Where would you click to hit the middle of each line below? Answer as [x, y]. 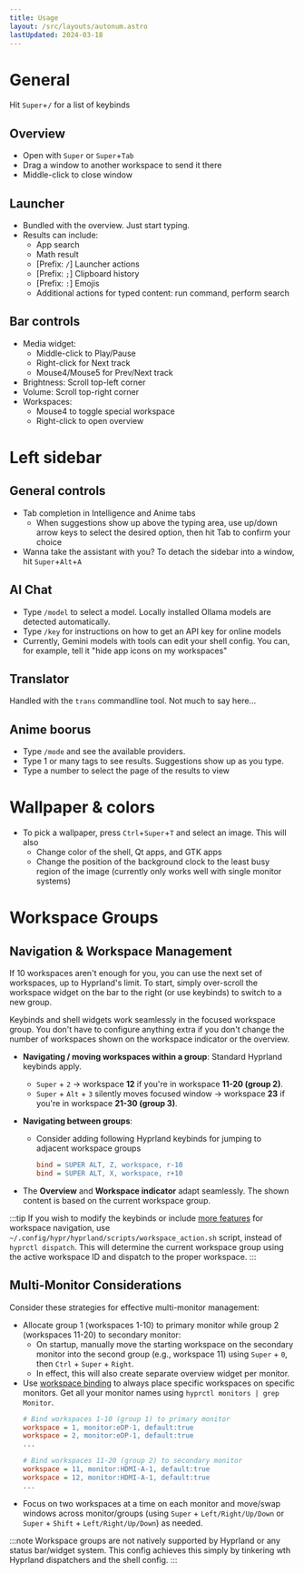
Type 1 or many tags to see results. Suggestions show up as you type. [153, 762]
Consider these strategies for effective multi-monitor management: [135, 1307]
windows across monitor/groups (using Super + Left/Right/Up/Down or [153, 1513]
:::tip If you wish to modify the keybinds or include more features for [136, 1218]
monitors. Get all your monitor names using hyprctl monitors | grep [151, 1392]
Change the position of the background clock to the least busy [153, 862]
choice [49, 541]
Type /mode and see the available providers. [104, 752]
